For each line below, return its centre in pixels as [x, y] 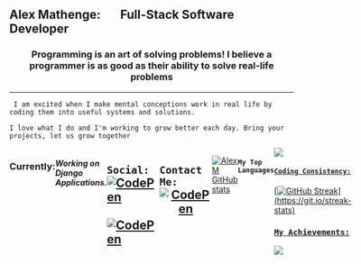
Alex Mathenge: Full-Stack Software [122, 15]
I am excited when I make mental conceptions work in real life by [143, 104]
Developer [39, 29]
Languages [256, 170]
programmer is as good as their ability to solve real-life [152, 66]
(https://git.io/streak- [313, 200]
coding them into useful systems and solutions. [102, 112]
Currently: [32, 166]
